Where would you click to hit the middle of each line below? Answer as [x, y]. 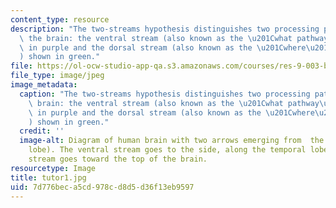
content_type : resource [60, 19]
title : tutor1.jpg [48, 177]
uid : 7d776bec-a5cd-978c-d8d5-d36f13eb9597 [102, 187]
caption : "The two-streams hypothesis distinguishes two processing [165, 94]
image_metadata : [44, 85]
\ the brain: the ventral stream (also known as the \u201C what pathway [174, 38]
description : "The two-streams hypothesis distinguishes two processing [165, 29]
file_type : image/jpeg [57, 76]
